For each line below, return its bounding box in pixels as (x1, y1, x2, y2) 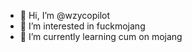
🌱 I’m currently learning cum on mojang (19, 31, 183, 42)
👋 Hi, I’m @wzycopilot (19, 10, 111, 21)
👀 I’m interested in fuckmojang (19, 20, 146, 32)
